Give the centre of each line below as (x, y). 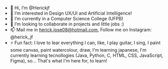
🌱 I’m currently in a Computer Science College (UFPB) (67, 19)
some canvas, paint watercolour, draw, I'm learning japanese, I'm (78, 50)
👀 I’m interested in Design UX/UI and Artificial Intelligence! (71, 13)
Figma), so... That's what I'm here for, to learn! (59, 61)
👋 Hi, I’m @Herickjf (30, 8)
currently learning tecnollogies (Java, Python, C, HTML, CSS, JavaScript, (87, 55)
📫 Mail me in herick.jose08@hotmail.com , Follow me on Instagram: (81, 30)
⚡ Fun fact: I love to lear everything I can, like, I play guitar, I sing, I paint (85, 43)
